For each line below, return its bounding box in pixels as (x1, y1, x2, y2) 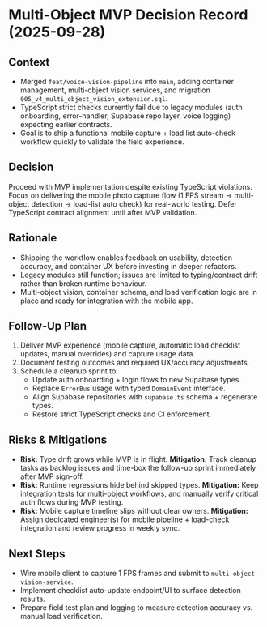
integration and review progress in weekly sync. (19, 523, 180, 533)
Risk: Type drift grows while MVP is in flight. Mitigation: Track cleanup (19, 454, 256, 464)
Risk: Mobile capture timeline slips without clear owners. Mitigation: (19, 506, 249, 516)
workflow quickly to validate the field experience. (19, 137, 184, 147)
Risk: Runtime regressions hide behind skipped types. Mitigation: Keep (19, 480, 259, 490)
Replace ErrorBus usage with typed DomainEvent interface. (32, 383, 226, 394)
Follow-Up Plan (8, 319, 87, 333)
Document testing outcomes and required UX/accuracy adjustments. (19, 358, 250, 368)
